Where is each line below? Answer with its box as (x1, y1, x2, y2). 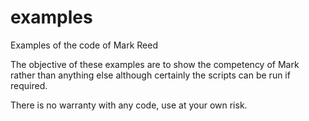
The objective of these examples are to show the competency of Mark (10, 58, 300, 70)
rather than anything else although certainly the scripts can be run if (10, 69, 291, 81)
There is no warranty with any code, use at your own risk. (10, 99, 248, 111)
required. (10, 79, 48, 91)
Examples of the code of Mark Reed (10, 39, 159, 51)
